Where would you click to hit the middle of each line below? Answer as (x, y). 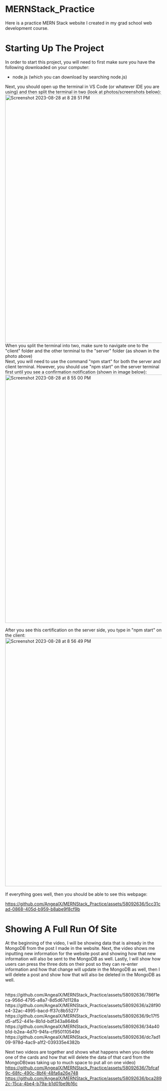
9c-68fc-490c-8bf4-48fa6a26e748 (42, 1073)
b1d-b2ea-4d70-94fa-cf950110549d (42, 1031)
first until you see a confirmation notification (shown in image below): (76, 372)
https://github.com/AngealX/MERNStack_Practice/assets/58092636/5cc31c (83, 904)
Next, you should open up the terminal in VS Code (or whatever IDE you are (83, 86)
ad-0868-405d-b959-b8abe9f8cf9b (43, 909)
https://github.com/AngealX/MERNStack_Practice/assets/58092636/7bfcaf (82, 1068)
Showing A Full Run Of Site (61, 929)
